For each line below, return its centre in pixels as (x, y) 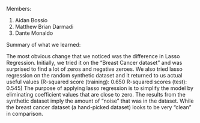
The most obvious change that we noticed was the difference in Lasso (93, 56)
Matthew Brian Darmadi (44, 27)
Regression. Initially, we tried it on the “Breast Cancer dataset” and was (94, 63)
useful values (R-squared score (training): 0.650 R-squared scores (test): (97, 82)
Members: (19, 9)
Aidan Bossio (31, 20)
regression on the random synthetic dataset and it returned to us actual (94, 75)
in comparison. (25, 114)
